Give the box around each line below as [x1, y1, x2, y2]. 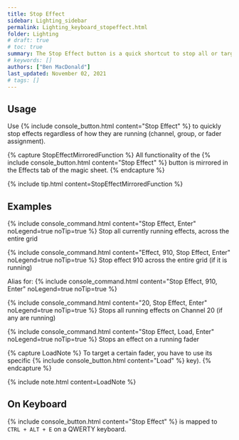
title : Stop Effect [7, 10, 65, 18]
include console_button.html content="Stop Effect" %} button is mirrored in [7, 158, 228, 167]
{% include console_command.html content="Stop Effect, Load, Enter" [7, 328, 215, 335]
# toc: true [7, 43, 43, 51]
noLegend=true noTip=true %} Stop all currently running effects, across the [7, 227, 230, 235]
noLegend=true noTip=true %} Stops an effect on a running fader [7, 335, 200, 343]
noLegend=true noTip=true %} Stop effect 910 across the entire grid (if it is [7, 256, 228, 264]
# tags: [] [7, 76, 40, 84]
